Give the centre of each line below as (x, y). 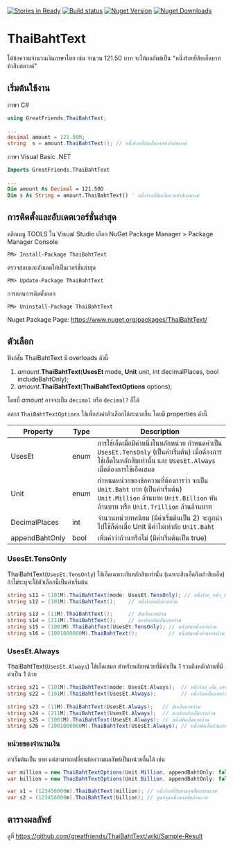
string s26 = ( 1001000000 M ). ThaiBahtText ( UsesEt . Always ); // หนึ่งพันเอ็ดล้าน (113, 726)
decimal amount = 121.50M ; (46, 137)
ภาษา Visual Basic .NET (39, 157)
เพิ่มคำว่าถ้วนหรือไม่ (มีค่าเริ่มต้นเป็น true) (152, 538)
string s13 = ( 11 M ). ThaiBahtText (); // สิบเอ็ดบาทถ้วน (87, 614)
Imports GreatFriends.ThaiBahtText (59, 170)
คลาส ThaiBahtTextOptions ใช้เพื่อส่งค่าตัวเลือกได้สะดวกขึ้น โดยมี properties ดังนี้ (107, 414)
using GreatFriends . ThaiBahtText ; (57, 118)
